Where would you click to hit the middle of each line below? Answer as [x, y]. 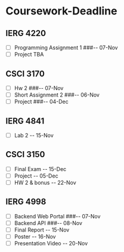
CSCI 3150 [25, 154]
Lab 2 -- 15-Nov [34, 135]
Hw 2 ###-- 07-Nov [39, 88]
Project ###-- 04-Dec [41, 102]
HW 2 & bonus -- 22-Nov [45, 182]
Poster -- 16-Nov [35, 236]
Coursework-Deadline [61, 11]
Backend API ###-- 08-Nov [48, 223]
